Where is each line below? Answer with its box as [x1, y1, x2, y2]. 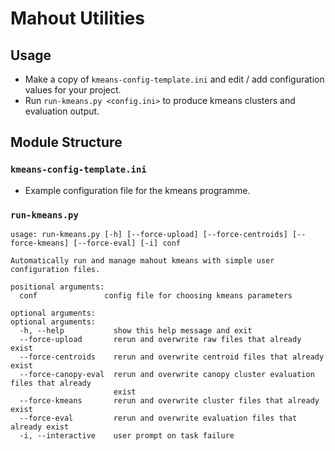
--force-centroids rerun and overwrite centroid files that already [19, 352, 325, 362]
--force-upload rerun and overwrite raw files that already [19, 334, 302, 344]
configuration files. [10, 264, 101, 274]
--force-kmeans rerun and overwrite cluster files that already [19, 395, 320, 406]
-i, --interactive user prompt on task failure [19, 430, 235, 441]
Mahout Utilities [10, 7, 145, 30]
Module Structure [10, 134, 123, 151]
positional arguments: [10, 282, 105, 292]
